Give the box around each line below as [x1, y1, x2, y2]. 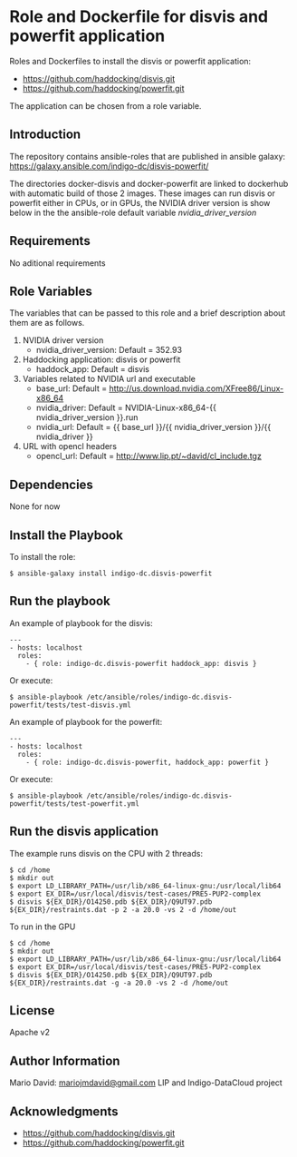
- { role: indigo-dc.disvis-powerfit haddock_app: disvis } [25, 659, 257, 668]
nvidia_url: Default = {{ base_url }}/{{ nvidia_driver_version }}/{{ [35, 422, 272, 433]
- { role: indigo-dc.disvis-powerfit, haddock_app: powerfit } [25, 758, 270, 767]
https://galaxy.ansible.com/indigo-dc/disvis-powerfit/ [9, 161, 209, 172]
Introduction [9, 127, 81, 142]
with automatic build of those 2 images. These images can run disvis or [9, 188, 276, 199]
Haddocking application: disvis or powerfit [22, 354, 181, 365]
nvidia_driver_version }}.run [35, 412, 139, 423]
